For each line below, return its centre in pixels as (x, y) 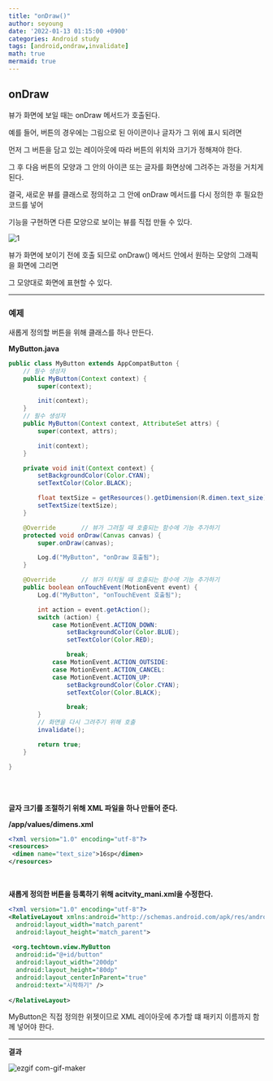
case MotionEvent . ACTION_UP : (101, 677)
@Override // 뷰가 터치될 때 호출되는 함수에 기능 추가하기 (121, 580)
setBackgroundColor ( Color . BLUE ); (123, 632)
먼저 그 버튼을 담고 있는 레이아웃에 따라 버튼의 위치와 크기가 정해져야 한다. (125, 149)
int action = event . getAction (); (94, 610)
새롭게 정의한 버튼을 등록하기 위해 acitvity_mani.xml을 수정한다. (111, 894)
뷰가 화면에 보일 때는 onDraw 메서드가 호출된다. (84, 115)
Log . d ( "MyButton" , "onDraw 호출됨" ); (99, 558)
